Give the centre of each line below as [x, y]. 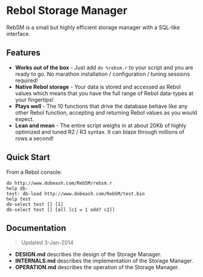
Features [23, 53]
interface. [18, 33]
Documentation [36, 228]
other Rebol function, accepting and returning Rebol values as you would [106, 112]
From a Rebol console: [34, 172]
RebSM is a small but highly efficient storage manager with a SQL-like [93, 27]
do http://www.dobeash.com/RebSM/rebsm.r [59, 183]
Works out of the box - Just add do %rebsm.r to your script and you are [104, 67]
